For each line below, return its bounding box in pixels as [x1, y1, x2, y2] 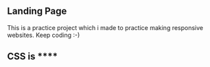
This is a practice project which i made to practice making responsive [7, 23, 204, 31]
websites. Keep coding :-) [7, 31, 80, 39]
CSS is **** [7, 51, 58, 62]
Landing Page [7, 5, 67, 17]
